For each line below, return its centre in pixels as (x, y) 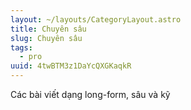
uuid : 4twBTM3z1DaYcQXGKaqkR (71, 66)
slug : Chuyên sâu (46, 38)
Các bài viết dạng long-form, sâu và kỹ (90, 94)
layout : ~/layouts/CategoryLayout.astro (96, 19)
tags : (21, 47)
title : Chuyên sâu (48, 29)
